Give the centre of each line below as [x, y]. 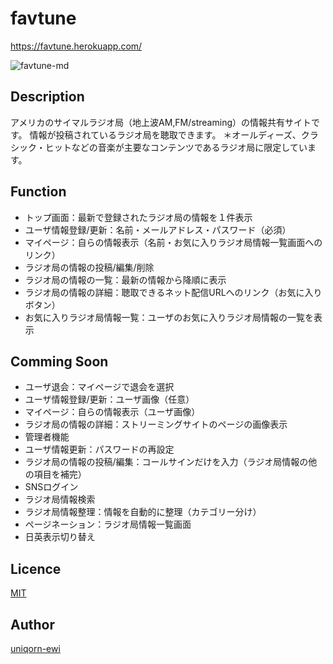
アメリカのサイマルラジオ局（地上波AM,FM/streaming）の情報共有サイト [161, 122]
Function [38, 192]
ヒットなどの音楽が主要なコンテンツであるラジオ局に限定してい [176, 147]
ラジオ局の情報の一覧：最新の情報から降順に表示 [125, 279]
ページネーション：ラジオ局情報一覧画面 [108, 524]
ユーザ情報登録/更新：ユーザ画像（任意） [109, 399]
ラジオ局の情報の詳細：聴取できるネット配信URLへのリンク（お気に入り [173, 292]
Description [47, 97]
